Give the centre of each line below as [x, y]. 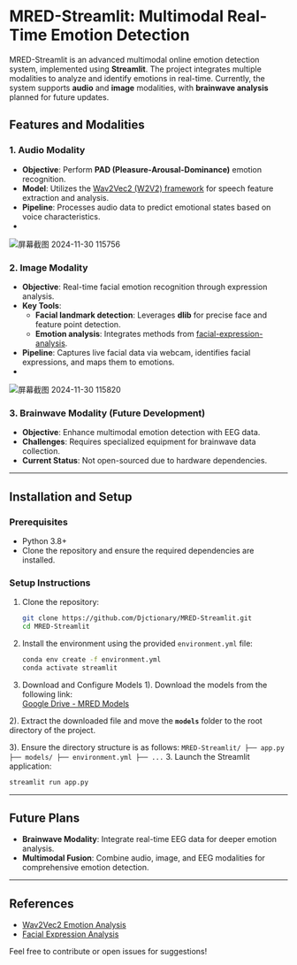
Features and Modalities [77, 125]
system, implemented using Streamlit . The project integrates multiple [136, 69]
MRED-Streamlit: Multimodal [116, 16]
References [42, 904]
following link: [47, 694]
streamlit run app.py [49, 782]
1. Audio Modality [47, 150]
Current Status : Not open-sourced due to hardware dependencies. [145, 461]
